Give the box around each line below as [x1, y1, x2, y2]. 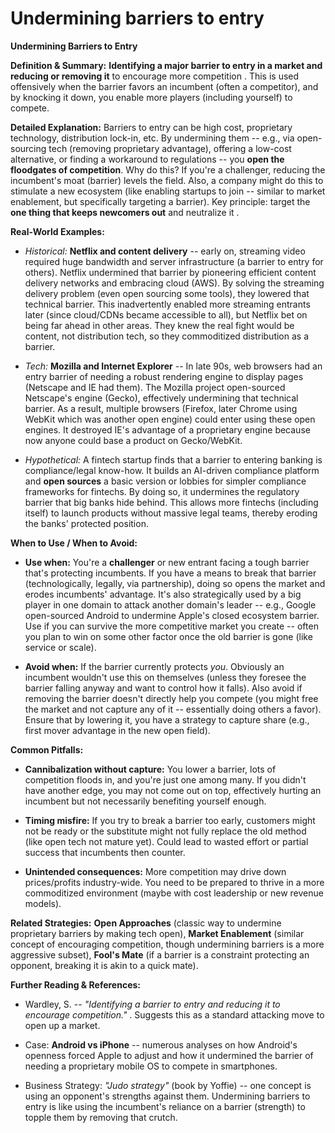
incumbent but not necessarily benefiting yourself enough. [24, 795, 267, 807]
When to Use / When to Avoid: [10, 537, 138, 549]
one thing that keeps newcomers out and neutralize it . [10, 206, 240, 218]
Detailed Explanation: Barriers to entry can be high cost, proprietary [10, 121, 293, 133]
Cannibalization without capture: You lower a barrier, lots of [24, 763, 277, 775]
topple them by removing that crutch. [24, 1111, 178, 1123]
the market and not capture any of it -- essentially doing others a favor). [24, 703, 322, 715]
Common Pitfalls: [10, 743, 84, 756]
